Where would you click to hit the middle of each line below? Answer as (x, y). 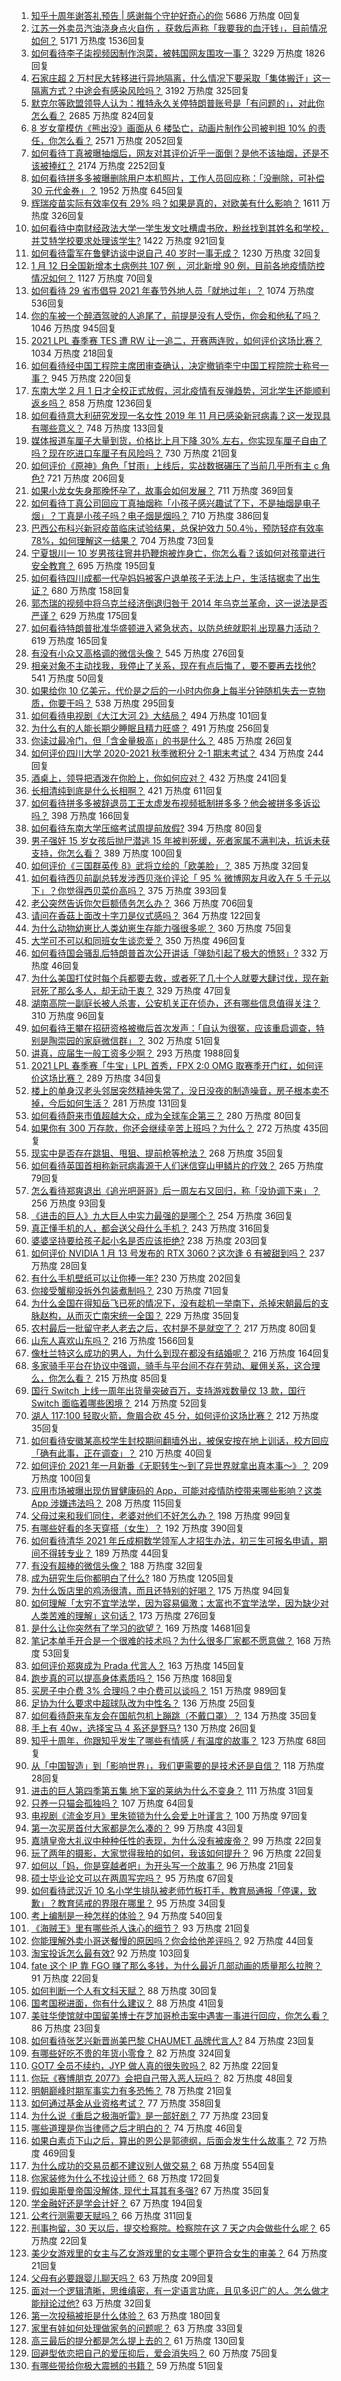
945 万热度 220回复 (91, 378)
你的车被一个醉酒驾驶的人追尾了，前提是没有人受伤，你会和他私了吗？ (175, 315)
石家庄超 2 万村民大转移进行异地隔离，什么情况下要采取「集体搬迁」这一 (180, 78)
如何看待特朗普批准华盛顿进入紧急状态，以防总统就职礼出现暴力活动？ (175, 628)
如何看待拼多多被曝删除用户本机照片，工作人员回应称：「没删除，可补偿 (177, 178)
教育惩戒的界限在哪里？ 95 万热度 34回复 (142, 1903)
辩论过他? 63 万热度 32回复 (96, 2303)
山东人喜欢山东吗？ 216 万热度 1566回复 (113, 1340)
